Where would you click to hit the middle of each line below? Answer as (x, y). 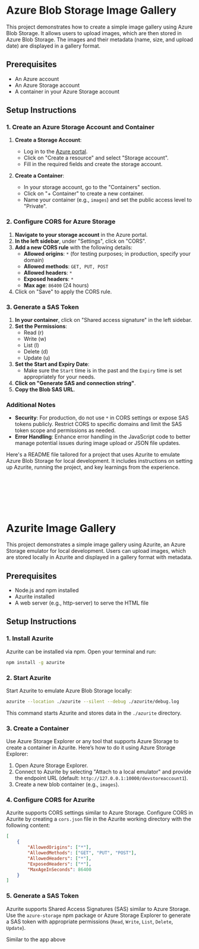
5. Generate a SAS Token (42, 896)
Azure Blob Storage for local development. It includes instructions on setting (99, 461)
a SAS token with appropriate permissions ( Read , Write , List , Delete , (90, 921)
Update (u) (37, 358)
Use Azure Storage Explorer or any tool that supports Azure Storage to (93, 741)
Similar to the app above (36, 939)
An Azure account (37, 79)
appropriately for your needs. (59, 377)
